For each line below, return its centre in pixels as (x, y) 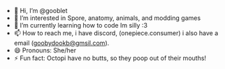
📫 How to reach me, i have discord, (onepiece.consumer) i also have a (116, 33)
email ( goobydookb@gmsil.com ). (61, 43)
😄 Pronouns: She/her (45, 50)
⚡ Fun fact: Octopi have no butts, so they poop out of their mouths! (110, 58)
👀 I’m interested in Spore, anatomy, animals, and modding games (107, 18)
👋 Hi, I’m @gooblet (41, 11)
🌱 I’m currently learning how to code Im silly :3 (81, 25)
